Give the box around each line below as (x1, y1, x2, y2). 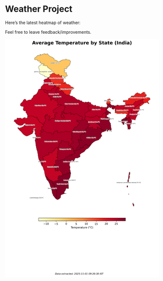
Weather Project (5, 3, 73, 15)
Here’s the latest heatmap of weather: (5, 20, 81, 25)
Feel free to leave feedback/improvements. (5, 29, 92, 35)
